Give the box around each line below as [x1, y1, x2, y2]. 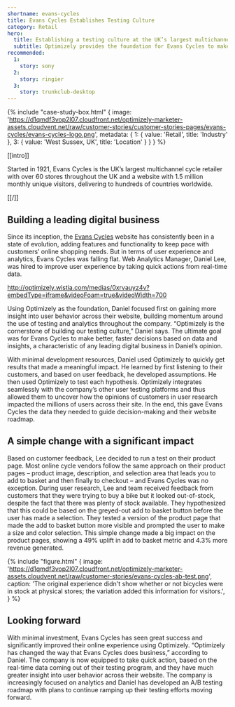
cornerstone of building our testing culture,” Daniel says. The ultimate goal [7, 326, 222, 335]
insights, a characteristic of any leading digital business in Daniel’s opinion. [7, 341, 223, 350]
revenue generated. [7, 543, 64, 552]
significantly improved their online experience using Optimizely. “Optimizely [7, 640, 225, 649]
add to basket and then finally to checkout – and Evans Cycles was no [7, 476, 208, 484]
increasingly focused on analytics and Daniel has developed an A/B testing [7, 678, 223, 687]
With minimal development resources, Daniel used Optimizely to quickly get [7, 355, 225, 364]
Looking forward [7, 615, 81, 627]
